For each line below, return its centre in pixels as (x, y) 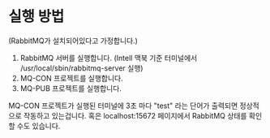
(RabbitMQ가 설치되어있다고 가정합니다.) (73, 41)
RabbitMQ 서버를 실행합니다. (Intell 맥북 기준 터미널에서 (109, 58)
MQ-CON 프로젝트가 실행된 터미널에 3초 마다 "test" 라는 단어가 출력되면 (123, 106)
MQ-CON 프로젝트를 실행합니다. (71, 78)
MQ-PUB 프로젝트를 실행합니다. (71, 88)
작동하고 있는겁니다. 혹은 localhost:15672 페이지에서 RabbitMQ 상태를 (135, 115)
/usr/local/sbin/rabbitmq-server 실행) (81, 68)
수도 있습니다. (39, 126)
